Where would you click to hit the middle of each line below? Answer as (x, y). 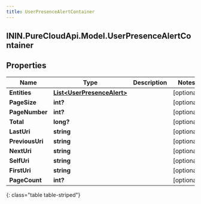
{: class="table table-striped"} (43, 194)
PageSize (23, 102)
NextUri (20, 151)
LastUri (20, 131)
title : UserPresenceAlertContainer (51, 12)
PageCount (25, 180)
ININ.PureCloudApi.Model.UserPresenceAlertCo (99, 36)
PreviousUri (26, 141)
